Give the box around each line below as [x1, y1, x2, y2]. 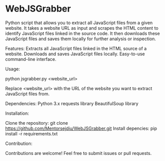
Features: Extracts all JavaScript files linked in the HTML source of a [5, 45, 147, 51]
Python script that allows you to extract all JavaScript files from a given [5, 20, 153, 26]
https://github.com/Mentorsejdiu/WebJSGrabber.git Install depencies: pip [5, 125, 157, 131]
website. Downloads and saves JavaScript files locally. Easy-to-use [5, 51, 145, 57]
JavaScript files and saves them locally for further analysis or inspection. [5, 36, 156, 42]
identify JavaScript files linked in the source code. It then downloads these [5, 30, 160, 36]
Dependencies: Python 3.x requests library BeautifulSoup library [5, 100, 139, 106]
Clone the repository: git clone [5, 120, 68, 126]
